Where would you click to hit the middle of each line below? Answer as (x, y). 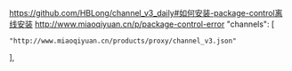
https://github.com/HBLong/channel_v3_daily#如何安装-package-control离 (146, 13)
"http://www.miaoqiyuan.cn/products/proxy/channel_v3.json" (123, 41)
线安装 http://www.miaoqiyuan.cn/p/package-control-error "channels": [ (142, 24)
